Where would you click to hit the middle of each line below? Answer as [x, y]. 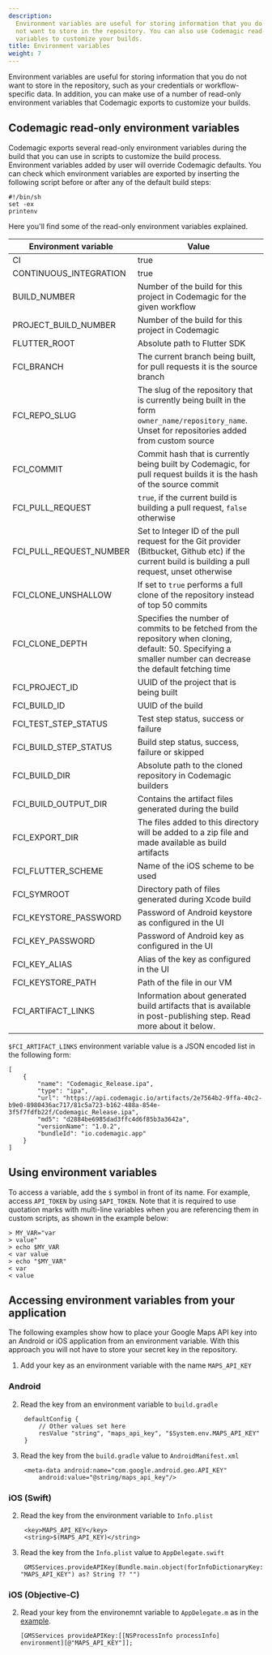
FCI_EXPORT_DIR [45, 837]
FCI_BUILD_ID [39, 705]
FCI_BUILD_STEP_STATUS [62, 747]
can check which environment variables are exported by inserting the [124, 173]
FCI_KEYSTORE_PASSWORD [67, 917]
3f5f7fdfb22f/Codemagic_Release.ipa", [74, 1112]
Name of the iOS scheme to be [195, 865]
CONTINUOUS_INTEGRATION [69, 273]
